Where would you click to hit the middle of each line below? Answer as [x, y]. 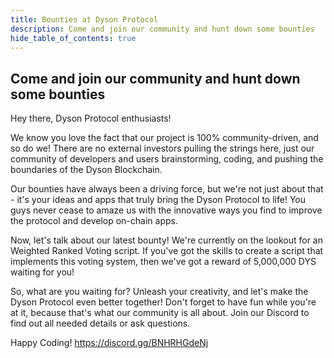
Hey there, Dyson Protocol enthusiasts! [91, 118]
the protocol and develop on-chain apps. [94, 221]
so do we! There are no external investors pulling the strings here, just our [162, 148]
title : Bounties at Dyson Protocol [84, 19]
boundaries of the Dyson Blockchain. [86, 170]
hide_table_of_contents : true [73, 38]
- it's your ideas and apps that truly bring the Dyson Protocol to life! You [158, 200]
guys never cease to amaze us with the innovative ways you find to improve [166, 210]
